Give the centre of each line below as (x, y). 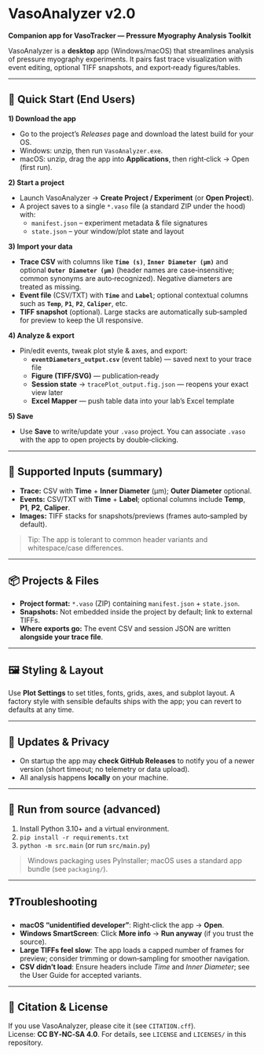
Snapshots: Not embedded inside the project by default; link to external (136, 612)
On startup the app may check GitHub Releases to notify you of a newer (137, 761)
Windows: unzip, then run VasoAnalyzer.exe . (91, 150)
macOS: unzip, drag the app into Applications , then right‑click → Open (134, 159)
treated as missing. (50, 286)
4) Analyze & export (41, 335)
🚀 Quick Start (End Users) (72, 100)
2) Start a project (37, 183)
